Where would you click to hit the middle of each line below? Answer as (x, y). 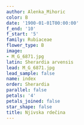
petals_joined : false (33, 101)
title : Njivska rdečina (36, 112)
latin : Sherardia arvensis (40, 62)
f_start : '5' (22, 34)
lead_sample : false (31, 73)
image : (14, 51)
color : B (17, 17)
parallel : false (26, 90)
